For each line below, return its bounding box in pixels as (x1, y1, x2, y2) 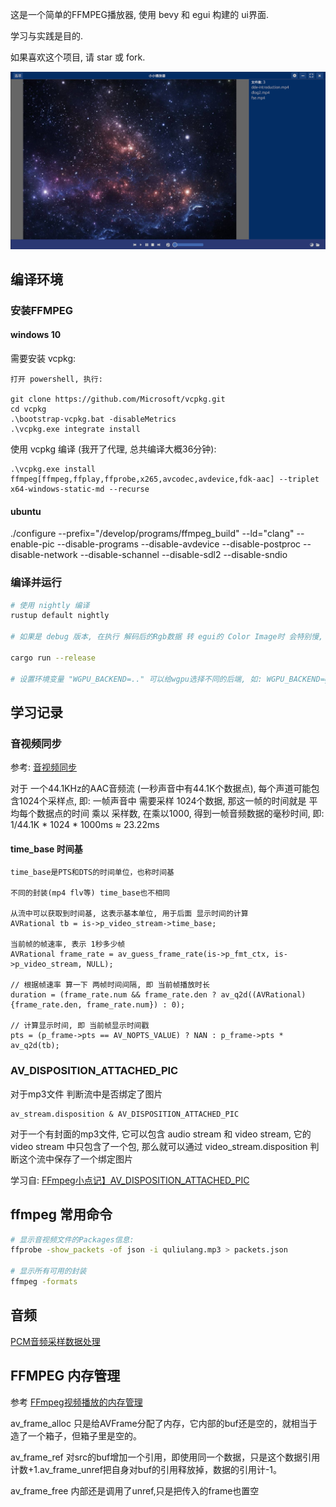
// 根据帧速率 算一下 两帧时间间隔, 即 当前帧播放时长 (10, 980, 210, 990)
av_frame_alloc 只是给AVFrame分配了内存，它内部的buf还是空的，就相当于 (10, 1417, 318, 1429)
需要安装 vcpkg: (10, 353, 77, 365)
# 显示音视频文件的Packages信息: (10, 1234, 135, 1245)
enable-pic (10, 538, 55, 550)
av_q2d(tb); (10, 1041, 60, 1051)
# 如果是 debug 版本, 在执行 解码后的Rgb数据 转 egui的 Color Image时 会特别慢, (10, 632, 324, 642)
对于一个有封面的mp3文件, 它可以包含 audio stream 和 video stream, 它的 (10, 1128, 312, 1140)
